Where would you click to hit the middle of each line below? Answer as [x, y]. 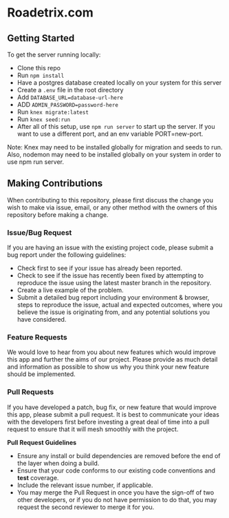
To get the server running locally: [54, 54]
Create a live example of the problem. [70, 290]
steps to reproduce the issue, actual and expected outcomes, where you [120, 305]
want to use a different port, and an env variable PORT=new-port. [110, 134]
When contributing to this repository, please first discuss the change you [110, 200]
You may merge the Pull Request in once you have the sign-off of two [116, 492]
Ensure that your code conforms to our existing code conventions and [116, 470]
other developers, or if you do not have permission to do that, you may [117, 499]
